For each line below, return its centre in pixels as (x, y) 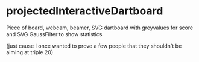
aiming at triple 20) (30, 52)
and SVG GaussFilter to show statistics (54, 34)
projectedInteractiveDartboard (85, 11)
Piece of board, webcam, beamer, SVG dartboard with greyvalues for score (100, 28)
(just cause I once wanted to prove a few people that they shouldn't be (94, 46)
